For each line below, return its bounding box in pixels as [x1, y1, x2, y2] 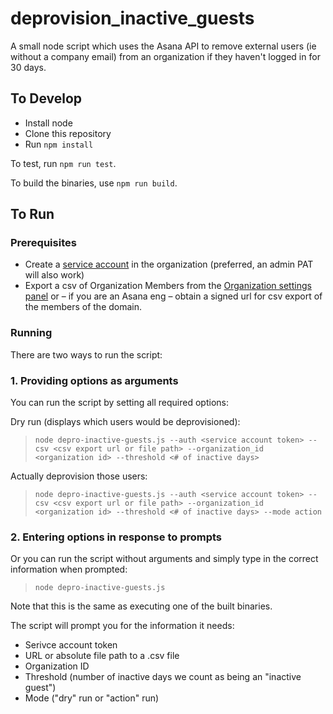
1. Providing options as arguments [10, 373, 179, 387]
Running [10, 326, 53, 340]
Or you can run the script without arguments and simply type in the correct [10, 553, 319, 565]
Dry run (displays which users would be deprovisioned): [10, 416, 241, 428]
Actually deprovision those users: [10, 470, 148, 482]
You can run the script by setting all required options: [10, 397, 229, 409]
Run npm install [24, 138, 94, 150]
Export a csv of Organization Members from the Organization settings [24, 280, 312, 292]
